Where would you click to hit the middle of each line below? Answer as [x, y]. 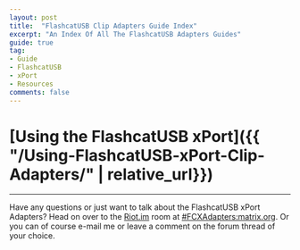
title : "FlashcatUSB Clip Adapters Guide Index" [104, 26]
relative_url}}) [160, 174]
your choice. [32, 236]
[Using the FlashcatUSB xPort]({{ [135, 136]
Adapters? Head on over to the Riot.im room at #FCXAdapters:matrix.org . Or [149, 217]
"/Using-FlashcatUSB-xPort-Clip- [137, 155]
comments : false [39, 92]
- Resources [31, 84]
